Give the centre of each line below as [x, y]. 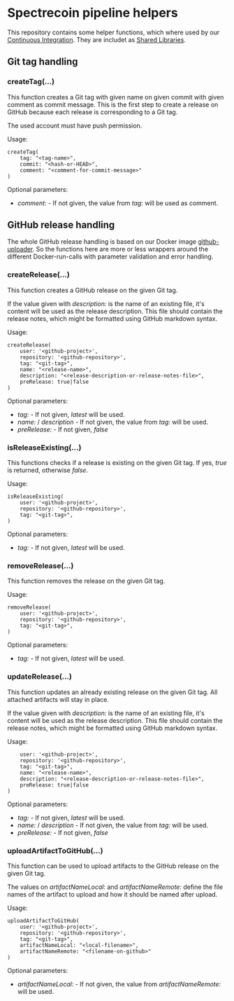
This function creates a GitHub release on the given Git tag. [93, 290]
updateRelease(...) [39, 677]
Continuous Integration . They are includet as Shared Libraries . [97, 39]
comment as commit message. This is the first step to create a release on [113, 104]
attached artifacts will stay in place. [58, 699]
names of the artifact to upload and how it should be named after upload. [112, 894]
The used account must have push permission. [75, 125]
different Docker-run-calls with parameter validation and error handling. [110, 256]
